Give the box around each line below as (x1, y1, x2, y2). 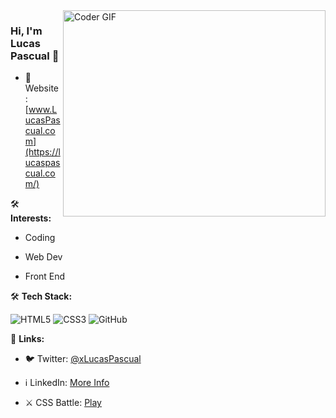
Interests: (10, 212, 52, 224)
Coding (24, 232, 56, 244)
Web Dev (24, 251, 63, 263)
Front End (24, 270, 66, 283)
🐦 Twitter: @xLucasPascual (24, 353, 142, 365)
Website (24, 82, 60, 94)
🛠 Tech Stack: (10, 290, 73, 303)
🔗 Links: (10, 333, 45, 345)
